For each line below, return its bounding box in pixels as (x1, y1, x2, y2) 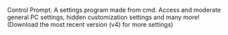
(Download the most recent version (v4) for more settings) (7, 21, 174, 28)
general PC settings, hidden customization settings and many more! (7, 13, 200, 21)
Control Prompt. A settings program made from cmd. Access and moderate (7, 6, 221, 14)
